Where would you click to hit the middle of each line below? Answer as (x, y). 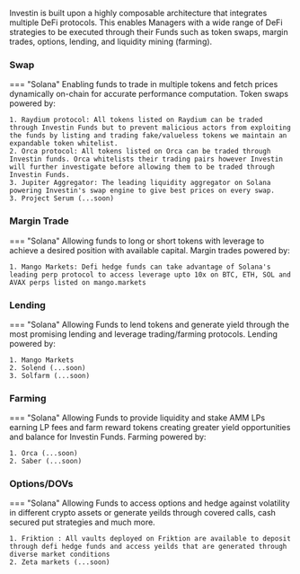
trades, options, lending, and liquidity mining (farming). (111, 41)
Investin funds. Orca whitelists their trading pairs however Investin (146, 159)
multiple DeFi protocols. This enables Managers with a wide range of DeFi (146, 22)
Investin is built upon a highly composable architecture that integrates (138, 13)
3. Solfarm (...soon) (50, 375)
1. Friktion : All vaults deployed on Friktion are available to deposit (150, 539)
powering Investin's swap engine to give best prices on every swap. (142, 191)
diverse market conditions (60, 555)
